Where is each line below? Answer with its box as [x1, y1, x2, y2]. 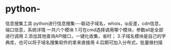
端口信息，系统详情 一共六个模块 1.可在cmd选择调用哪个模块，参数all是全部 [5, 26, 164, 33]
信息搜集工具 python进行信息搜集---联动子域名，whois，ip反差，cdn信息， [5, 20, 163, 26]
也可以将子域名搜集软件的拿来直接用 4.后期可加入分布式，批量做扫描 [18, 39, 163, 45]
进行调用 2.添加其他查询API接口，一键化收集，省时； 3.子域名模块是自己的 [5, 33, 162, 39]
